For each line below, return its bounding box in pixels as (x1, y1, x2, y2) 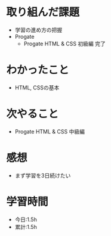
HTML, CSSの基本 (14, 84, 60, 91)
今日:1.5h (14, 216, 37, 223)
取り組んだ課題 (6, 5, 80, 19)
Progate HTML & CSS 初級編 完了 (23, 40, 106, 47)
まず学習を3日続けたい (14, 172, 71, 179)
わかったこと (6, 63, 70, 77)
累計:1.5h (14, 223, 37, 230)
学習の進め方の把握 (14, 26, 63, 33)
